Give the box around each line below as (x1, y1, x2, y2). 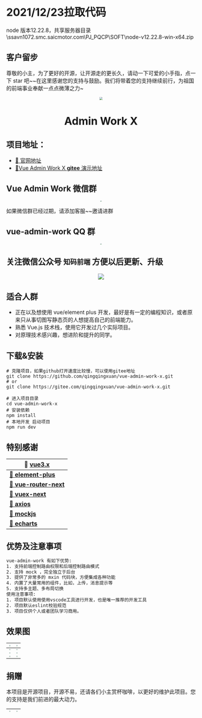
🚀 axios (9, 500, 31, 508)
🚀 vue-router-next (9, 480, 65, 489)
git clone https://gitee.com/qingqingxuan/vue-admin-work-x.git (6, 384, 171, 390)
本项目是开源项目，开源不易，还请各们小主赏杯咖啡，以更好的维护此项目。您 (6, 688, 196, 695)
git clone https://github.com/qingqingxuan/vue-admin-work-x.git (6, 373, 173, 379)
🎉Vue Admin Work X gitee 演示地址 (14, 164, 103, 172)
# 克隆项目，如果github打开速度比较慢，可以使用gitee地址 (6, 368, 135, 374)
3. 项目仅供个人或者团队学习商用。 (6, 608, 82, 614)
